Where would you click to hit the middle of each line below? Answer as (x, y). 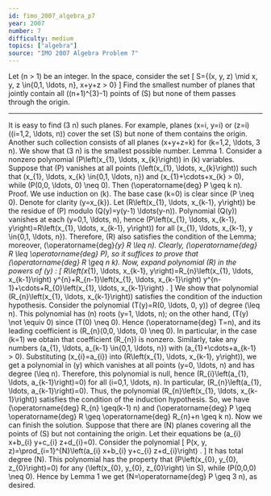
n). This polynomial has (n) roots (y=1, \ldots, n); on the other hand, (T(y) (129, 314)
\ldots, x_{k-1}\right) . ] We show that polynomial (178, 288)
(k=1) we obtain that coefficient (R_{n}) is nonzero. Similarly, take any (123, 339)
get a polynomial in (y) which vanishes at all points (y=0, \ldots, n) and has (132, 365)
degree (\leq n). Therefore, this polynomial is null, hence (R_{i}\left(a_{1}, (129, 373)
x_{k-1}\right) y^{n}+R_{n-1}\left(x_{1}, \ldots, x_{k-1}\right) (105, 279)
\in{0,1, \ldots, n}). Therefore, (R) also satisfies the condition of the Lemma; (132, 236)
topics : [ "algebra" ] (43, 46)
